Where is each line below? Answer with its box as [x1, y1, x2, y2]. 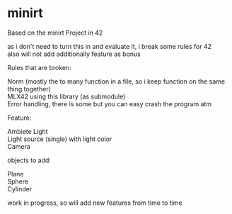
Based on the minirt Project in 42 [7, 28, 103, 37]
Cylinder [7, 184, 33, 193]
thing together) [7, 84, 52, 93]
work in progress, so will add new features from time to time [7, 198, 182, 207]
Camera [7, 142, 30, 150]
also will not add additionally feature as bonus [7, 50, 141, 58]
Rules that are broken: [7, 63, 72, 72]
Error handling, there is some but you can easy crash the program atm [7, 99, 212, 108]
